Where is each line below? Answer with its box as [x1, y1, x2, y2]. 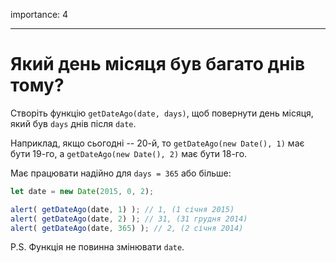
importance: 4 [10, 9, 69, 20]
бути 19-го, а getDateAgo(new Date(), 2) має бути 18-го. [10, 147, 248, 159]
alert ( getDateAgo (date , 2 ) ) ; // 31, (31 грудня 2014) [10, 214, 248, 224]
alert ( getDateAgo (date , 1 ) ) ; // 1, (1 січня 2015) [10, 204, 235, 214]
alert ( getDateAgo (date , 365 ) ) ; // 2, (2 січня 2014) [10, 223, 244, 233]
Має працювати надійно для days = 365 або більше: [10, 167, 232, 179]
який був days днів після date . [10, 117, 137, 129]
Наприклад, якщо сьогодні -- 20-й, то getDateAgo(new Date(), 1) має [10, 137, 305, 149]
